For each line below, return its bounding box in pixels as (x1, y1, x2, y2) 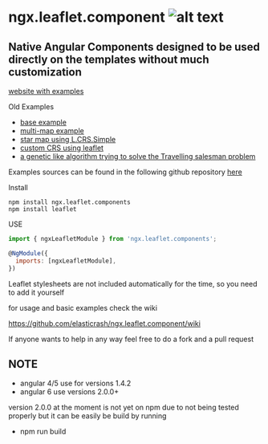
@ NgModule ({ (8, 249, 48, 257)
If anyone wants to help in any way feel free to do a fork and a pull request (8, 334, 254, 344)
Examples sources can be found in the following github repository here (8, 167, 242, 177)
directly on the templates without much (8, 52, 209, 66)
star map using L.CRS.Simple (19, 135, 116, 144)
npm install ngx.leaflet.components (8, 198, 131, 206)
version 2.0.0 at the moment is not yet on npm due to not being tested (8, 402, 239, 413)
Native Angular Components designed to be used (8, 40, 261, 54)
